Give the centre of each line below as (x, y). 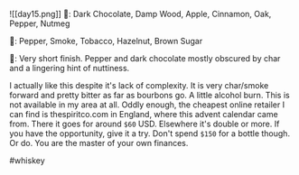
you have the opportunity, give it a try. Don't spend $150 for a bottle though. (150, 134)
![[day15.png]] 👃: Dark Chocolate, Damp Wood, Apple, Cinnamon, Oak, (140, 14)
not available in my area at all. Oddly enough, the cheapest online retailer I (147, 105)
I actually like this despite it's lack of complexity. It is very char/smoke (139, 85)
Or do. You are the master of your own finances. (99, 143)
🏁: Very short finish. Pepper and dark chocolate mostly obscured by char (145, 58)
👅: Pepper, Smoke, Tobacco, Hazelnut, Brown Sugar (106, 41)
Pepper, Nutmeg (40, 23)
